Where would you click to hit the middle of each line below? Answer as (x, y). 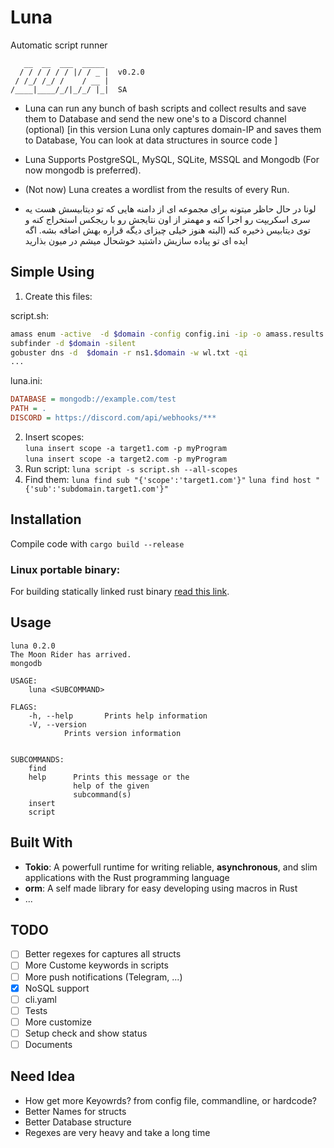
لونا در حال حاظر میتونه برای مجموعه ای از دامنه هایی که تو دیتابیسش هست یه (170, 208)
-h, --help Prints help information (118, 716)
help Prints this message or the (109, 777)
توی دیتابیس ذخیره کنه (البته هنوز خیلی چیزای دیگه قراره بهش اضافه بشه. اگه (167, 230)
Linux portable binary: (65, 569)
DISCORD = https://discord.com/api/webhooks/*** (113, 418)
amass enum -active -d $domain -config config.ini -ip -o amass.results (167, 334)
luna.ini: (26, 381)
